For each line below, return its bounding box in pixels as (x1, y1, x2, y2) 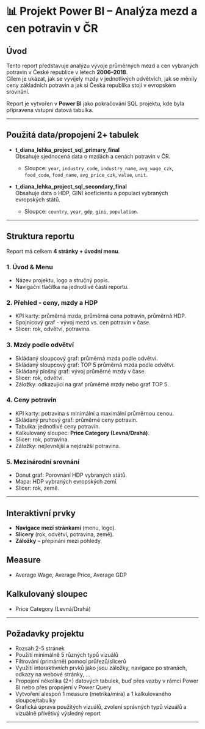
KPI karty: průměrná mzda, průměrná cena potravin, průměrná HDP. (15, 312, 187, 320)
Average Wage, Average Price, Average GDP (15, 571, 127, 578)
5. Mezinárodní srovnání (6, 457, 80, 466)
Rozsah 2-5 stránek (15, 645, 65, 652)
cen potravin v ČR (6, 21, 99, 36)
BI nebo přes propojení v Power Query (15, 684, 112, 691)
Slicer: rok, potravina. (15, 435, 69, 443)
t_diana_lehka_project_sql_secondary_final (15, 182, 127, 190)
